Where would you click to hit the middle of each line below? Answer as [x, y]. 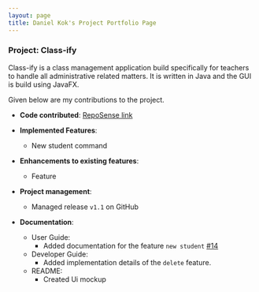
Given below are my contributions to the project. [87, 99]
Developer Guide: [59, 254]
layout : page [30, 15]
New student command [69, 145]
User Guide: [51, 237]
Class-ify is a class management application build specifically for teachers [129, 67]
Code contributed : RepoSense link [76, 114]
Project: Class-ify [43, 51]
